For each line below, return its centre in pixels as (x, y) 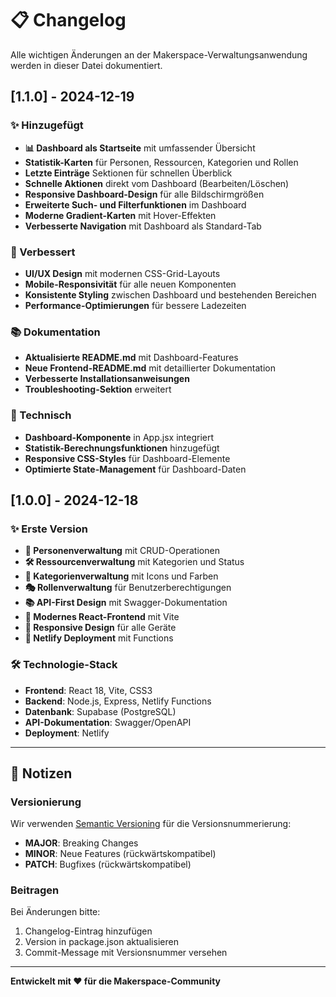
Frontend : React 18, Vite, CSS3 (88, 690)
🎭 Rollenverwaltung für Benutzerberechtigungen (128, 588)
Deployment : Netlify (67, 733)
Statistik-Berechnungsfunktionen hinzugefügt (122, 448)
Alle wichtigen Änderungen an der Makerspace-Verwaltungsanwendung (159, 54)
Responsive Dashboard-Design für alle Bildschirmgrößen (144, 194)
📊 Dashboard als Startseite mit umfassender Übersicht (140, 148)
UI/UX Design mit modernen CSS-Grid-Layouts (122, 273)
